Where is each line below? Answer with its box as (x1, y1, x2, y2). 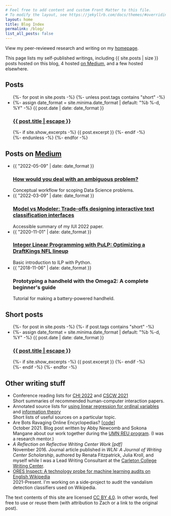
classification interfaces (12, 212, 75, 219)
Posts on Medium (5, 149, 62, 158)
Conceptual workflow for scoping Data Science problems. (12, 187, 134, 194)
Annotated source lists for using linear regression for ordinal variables (12, 403, 159, 410)
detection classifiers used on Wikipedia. (12, 484, 97, 491)
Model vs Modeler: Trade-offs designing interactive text (12, 205, 154, 212)
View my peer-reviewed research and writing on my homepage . (5, 45, 139, 51)
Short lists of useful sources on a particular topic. (12, 414, 117, 420)
